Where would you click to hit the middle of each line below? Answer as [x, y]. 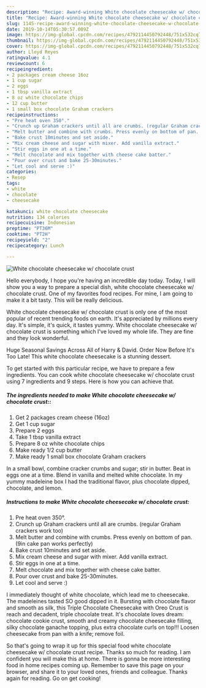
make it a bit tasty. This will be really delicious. [65, 300]
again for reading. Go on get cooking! [54, 678]
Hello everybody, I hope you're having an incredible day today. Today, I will [101, 280]
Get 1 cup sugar [35, 423]
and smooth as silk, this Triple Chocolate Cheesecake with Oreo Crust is [97, 608]
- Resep [16, 178]
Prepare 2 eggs [35, 430]
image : [15, 35]
